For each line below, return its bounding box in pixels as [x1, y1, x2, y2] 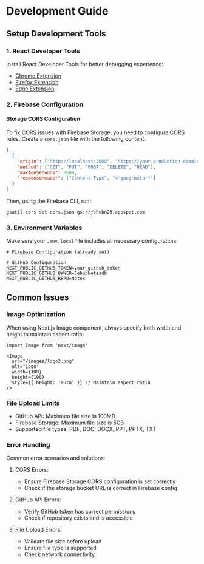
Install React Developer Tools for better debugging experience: [6, 60, 164, 67]
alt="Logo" [12, 363, 39, 370]
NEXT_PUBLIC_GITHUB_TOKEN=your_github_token [6, 265, 121, 271]
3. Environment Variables [6, 223, 83, 232]
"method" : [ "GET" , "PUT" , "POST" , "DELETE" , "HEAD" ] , [17, 164, 156, 170]
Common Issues [6, 292, 69, 302]
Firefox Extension [15, 78, 59, 86]
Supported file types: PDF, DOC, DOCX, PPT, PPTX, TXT [15, 426, 157, 433]
